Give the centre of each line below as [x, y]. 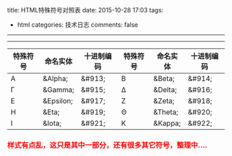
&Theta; [165, 112]
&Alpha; [55, 79]
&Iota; [52, 123]
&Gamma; [58, 90]
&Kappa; [167, 123]
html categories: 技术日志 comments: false [78, 25]
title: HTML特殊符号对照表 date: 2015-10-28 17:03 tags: [85, 10]
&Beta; [164, 79]
